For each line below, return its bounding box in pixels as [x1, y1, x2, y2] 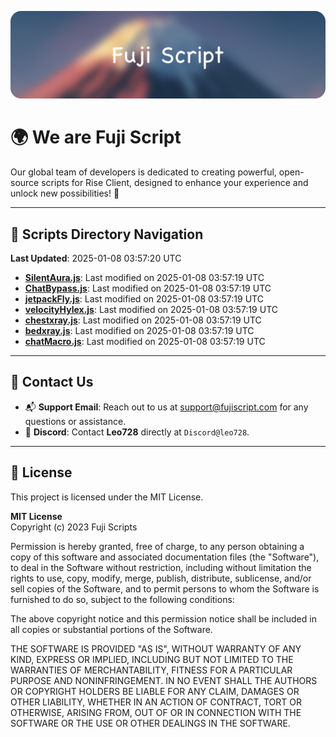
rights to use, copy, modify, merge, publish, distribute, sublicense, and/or [10, 572, 312, 584]
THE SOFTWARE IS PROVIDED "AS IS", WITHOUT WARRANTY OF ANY [10, 642, 302, 655]
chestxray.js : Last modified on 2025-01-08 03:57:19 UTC [24, 314, 262, 326]
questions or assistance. [24, 415, 127, 427]
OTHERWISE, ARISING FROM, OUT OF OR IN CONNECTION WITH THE [10, 706, 302, 718]
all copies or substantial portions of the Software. [10, 623, 213, 635]
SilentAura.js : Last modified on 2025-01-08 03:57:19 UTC [24, 272, 265, 284]
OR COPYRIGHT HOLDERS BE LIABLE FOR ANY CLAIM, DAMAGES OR [10, 685, 300, 697]
